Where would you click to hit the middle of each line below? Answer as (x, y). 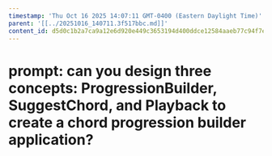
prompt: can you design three (110, 71)
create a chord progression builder (127, 122)
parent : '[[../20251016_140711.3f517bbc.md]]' (88, 23)
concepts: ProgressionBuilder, (113, 88)
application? (51, 139)
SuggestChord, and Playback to (117, 105)
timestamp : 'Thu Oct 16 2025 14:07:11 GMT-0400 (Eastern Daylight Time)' (136, 16)
